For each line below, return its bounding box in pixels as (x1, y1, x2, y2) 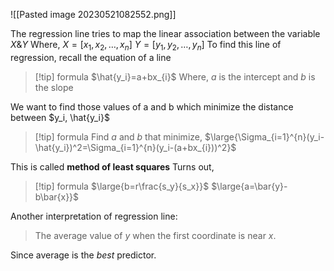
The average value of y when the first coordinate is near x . (34, 229, 277, 241)
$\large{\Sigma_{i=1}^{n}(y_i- (204, 130, 325, 143)
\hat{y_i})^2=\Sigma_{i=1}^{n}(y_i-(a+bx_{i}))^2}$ (34, 141, 237, 153)
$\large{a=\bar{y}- (211, 180, 288, 192)
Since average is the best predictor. (10, 249, 157, 261)
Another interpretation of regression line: (10, 210, 178, 222)
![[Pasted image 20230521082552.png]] (10, 9, 177, 20)
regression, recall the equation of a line (10, 51, 172, 63)
